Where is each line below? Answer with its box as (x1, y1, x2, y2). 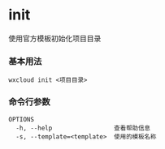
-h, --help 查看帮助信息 (15, 124, 150, 132)
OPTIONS (8, 115, 35, 123)
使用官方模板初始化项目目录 (8, 33, 102, 43)
